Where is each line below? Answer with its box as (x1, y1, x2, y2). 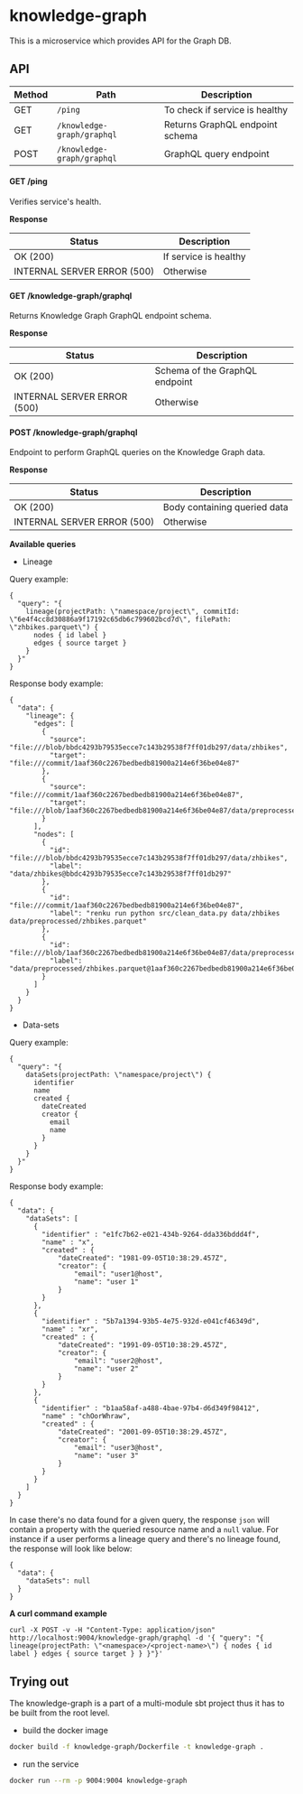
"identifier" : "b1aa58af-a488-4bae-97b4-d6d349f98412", (41, 1404, 260, 1413)
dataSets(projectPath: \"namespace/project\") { (25, 1071, 212, 1080)
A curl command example (9, 1608, 108, 1619)
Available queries (9, 539, 77, 550)
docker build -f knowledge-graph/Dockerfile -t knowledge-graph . (9, 1743, 264, 1752)
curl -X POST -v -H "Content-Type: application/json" (9, 1626, 216, 1635)
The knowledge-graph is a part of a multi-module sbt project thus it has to (9, 1698, 285, 1709)
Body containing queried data (162, 501, 289, 514)
